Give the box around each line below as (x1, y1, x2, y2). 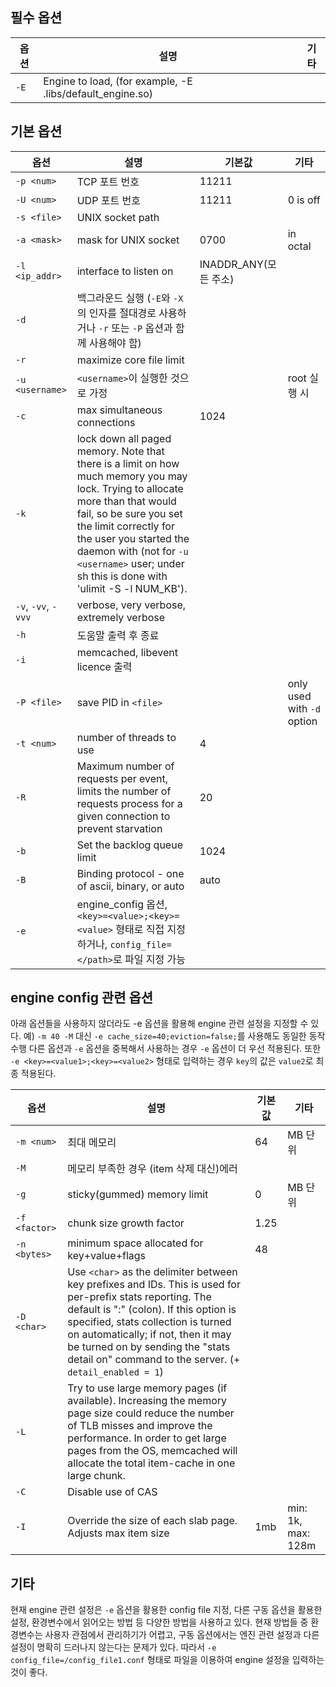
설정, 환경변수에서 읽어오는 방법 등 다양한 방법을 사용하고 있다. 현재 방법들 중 (10, 1616, 309, 1628)
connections (76, 415, 136, 429)
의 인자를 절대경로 (76, 306, 157, 320)
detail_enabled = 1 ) (67, 1365, 164, 1379)
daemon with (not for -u (76, 544, 189, 558)
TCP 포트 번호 (76, 174, 140, 188)
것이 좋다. (10, 1666, 48, 1678)
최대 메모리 (67, 1136, 117, 1150)
